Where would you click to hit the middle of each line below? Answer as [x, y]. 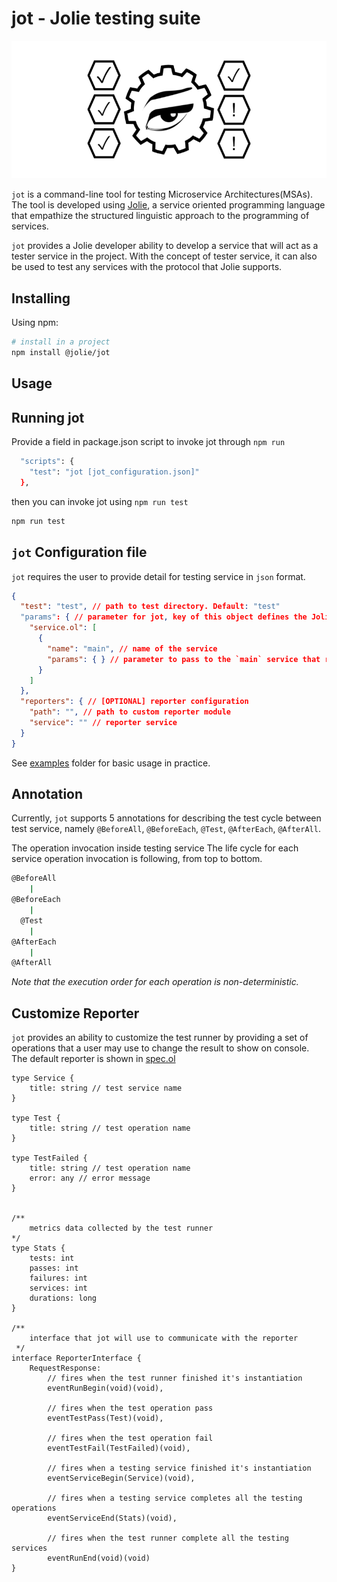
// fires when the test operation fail [130, 1438]
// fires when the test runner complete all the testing [168, 1538]
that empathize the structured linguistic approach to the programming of [160, 216]
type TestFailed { [49, 1158]
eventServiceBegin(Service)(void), [121, 1478]
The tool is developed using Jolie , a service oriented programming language [168, 205]
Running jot [48, 417]
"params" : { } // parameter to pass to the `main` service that [184, 659]
